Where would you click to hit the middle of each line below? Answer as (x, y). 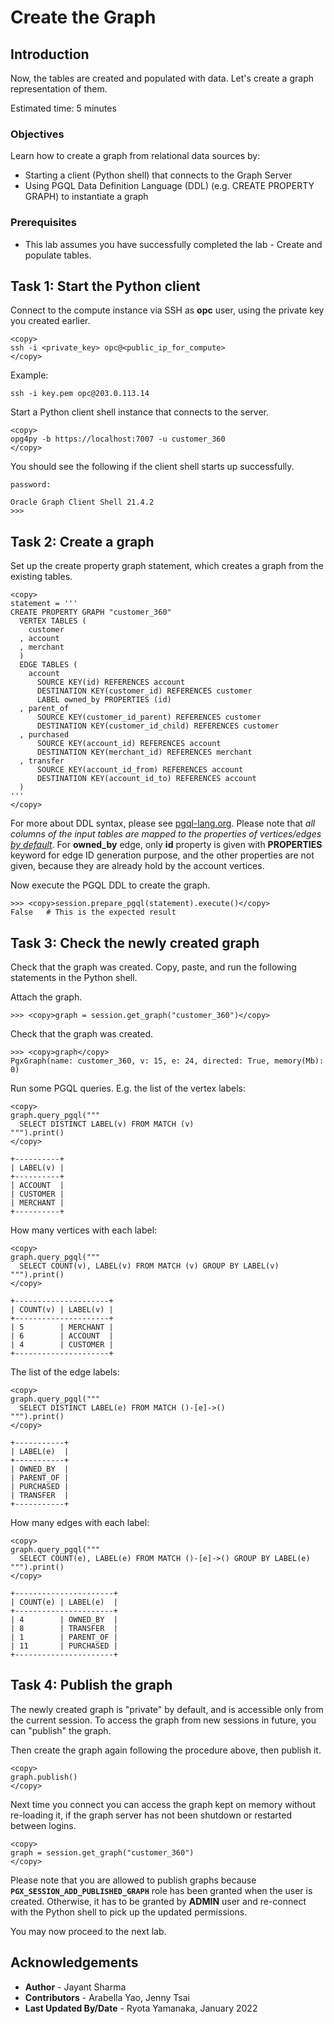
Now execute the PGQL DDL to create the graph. (110, 885)
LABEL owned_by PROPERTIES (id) (104, 700)
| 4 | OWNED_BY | (64, 1620)
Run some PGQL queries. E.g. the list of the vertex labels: (128, 1088)
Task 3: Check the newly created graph (135, 942)
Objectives (37, 134)
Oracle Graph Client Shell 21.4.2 (82, 502)
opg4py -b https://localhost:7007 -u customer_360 (118, 439)
